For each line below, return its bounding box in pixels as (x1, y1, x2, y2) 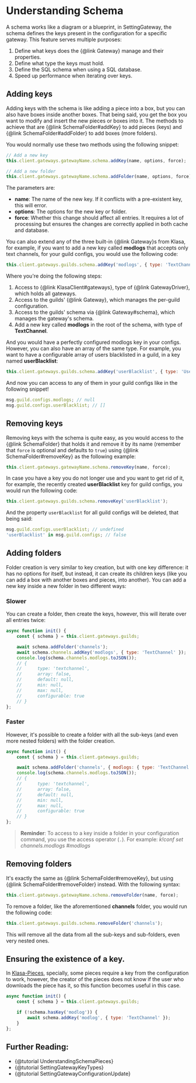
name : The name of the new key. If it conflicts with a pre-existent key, (14, 196, 183, 203)
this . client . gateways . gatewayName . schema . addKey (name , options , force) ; (6, 158, 187, 163)
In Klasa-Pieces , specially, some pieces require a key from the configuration (6, 969, 189, 976)
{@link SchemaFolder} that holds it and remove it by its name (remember (6, 440, 181, 447)
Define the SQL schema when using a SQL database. (14, 66, 142, 73)
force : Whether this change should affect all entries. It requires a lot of (14, 214, 184, 221)
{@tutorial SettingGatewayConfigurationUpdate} (14, 1070, 131, 1077)
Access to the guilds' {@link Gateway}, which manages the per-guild (14, 296, 180, 303)
